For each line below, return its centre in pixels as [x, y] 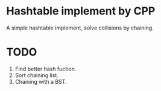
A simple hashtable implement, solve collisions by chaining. [80, 28]
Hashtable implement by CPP [81, 11]
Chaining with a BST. [41, 81]
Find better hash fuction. [46, 69]
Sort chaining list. [36, 75]
